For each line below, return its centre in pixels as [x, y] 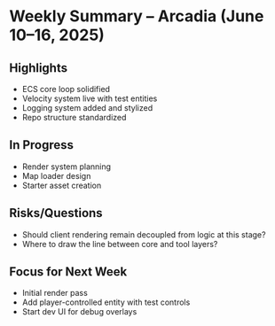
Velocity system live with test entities [90, 98]
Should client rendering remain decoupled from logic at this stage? [144, 234]
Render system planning [67, 167]
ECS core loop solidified [66, 89]
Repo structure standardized [74, 117]
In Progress [41, 145]
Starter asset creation [62, 185]
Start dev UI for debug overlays [79, 312]
